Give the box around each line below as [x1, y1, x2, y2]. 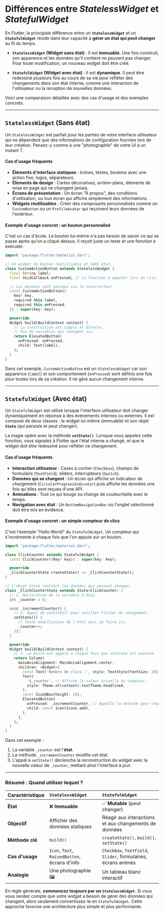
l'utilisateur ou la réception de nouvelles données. [12, 85, 112, 91]
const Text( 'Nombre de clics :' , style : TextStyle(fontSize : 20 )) [22, 669, 161, 674]
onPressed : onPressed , [18, 338, 64, 343]
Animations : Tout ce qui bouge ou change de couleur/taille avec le [12, 491, 148, 497]
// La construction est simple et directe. [14, 325, 104, 330]
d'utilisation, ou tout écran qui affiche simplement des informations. [12, 195, 148, 201]
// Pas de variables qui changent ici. [14, 329, 95, 334]
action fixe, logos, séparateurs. [12, 175, 75, 180]
